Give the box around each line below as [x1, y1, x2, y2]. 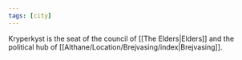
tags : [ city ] [8, 11, 52, 20]
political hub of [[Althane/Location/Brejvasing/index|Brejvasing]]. [8, 42, 223, 52]
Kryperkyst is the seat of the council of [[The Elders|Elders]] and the [8, 34, 235, 43]
